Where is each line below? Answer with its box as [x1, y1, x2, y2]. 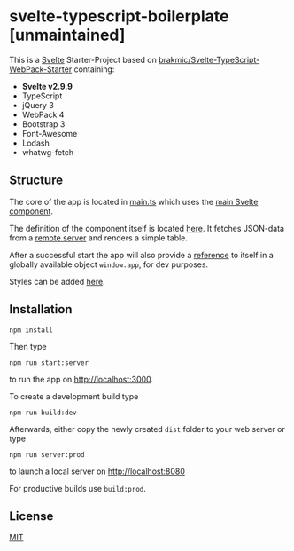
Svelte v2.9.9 [21, 81, 73, 91]
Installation [9, 302, 73, 317]
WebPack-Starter [9, 64, 73, 75]
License [9, 508, 54, 523]
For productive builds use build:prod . [9, 483, 146, 493]
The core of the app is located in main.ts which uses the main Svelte [9, 196, 259, 207]
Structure [9, 173, 64, 188]
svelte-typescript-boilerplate [9, 6, 229, 27]
